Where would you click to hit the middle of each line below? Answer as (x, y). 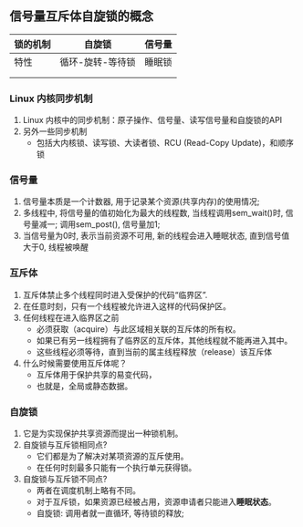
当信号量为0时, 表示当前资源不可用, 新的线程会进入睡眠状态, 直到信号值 (156, 236)
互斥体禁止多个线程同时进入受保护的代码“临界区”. (115, 294)
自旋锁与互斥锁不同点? (65, 479)
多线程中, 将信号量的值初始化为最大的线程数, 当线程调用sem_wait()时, (153, 213)
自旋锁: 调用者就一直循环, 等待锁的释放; (110, 513)
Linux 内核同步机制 (51, 98)
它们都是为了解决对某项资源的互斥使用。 (112, 456)
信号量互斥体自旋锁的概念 (81, 16)
